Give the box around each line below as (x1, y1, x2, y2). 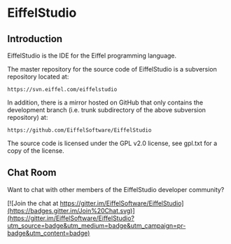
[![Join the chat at (7, 198, 59, 208)
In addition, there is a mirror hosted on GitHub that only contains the (7, 98, 204, 107)
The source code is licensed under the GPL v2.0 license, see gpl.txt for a (7, 139, 218, 147)
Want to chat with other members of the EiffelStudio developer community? (7, 185, 225, 194)
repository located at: (7, 72, 69, 81)
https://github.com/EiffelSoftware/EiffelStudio (7, 127, 152, 134)
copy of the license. (7, 147, 64, 155)
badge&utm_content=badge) (7, 229, 90, 237)
